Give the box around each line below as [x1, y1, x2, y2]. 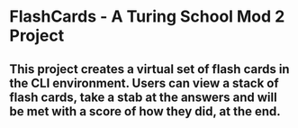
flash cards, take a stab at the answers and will [9, 89, 277, 105]
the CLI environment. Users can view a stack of [9, 75, 279, 91]
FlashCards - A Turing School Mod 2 [9, 6, 285, 27]
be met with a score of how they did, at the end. [9, 104, 281, 119]
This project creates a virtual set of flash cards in [9, 61, 290, 77]
